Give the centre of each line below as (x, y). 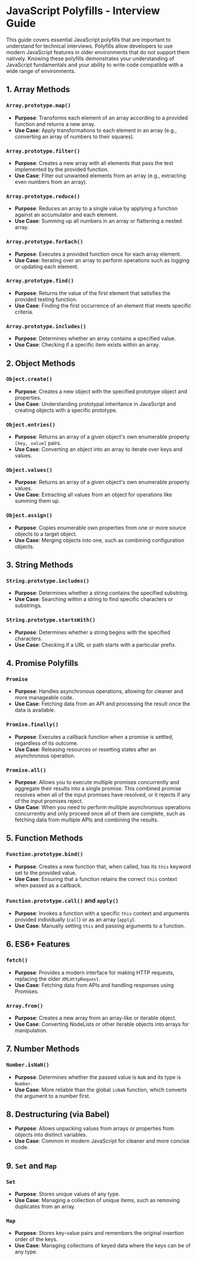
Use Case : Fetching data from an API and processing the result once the (102, 704)
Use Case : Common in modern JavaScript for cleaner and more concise (102, 1141)
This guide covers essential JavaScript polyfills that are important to (89, 39)
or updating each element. (46, 266)
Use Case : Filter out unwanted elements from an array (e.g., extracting (100, 176)
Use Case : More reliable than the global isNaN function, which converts (101, 1090)
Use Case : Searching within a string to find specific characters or (94, 599)
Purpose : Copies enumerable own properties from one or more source (100, 527)
